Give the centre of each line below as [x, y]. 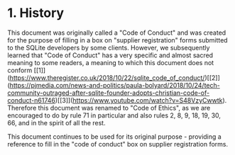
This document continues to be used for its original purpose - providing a [114, 137]
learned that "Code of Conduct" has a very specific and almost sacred [110, 55]
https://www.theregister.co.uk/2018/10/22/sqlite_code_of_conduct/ [107, 77]
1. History [36, 13]
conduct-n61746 [31, 100]
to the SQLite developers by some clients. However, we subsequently [109, 47]
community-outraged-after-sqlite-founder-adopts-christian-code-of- [109, 93]
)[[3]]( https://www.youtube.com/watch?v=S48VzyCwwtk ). [141, 100]
